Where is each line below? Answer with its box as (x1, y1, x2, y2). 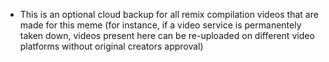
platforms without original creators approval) (19, 40, 204, 52)
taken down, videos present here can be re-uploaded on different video (19, 30, 315, 41)
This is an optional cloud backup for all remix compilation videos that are (19, 9, 319, 20)
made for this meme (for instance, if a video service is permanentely (19, 19, 302, 31)
